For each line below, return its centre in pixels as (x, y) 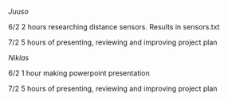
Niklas (19, 58)
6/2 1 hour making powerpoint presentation (79, 73)
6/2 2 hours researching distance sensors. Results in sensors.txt (114, 27)
